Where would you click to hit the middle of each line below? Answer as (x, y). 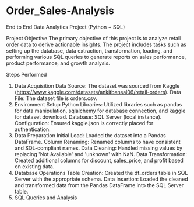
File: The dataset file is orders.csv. (56, 98)
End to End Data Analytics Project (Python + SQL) (66, 27)
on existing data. (34, 166)
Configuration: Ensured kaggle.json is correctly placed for (84, 123)
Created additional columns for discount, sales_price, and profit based (99, 160)
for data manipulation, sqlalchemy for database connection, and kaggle (100, 111)
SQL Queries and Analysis (46, 198)
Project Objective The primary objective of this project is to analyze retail (94, 38)
